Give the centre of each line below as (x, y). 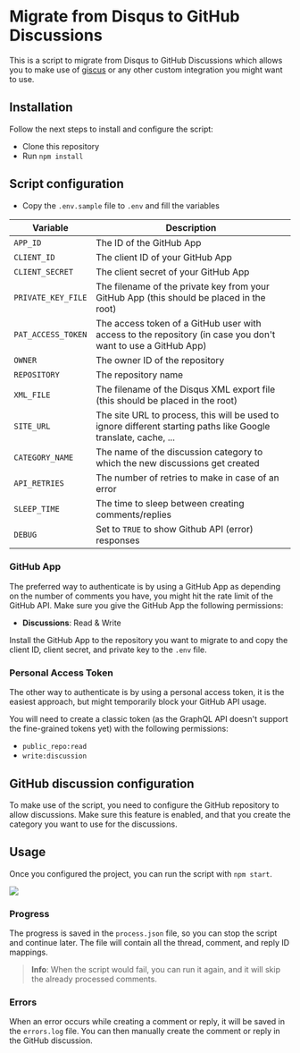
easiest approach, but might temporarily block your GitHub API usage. (138, 702)
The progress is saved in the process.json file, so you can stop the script (143, 933)
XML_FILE (32, 395)
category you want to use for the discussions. (93, 824)
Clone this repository (61, 146)
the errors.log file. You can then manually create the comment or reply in (145, 1032)
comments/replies (133, 514)
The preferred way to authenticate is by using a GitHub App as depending (145, 586)
